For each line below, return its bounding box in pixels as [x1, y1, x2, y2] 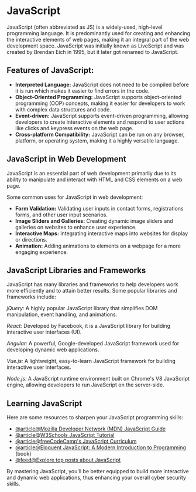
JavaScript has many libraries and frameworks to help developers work [6, 281, 178, 288]
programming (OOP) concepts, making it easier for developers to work [15, 100, 185, 107]
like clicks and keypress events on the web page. [15, 124, 134, 131]
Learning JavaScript [6, 398, 82, 408]
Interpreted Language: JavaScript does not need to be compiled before [15, 81, 189, 88]
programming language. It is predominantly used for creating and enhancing [6, 29, 191, 36]
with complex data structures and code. [15, 106, 112, 113]
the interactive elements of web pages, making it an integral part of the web [6, 36, 190, 43]
